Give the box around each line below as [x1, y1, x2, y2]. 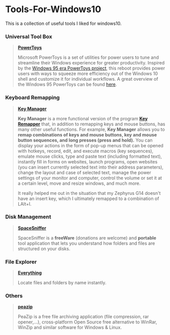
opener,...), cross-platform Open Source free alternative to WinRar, [17, 319, 157, 325]
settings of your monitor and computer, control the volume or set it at [17, 175, 162, 181]
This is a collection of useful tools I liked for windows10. [5, 20, 122, 26]
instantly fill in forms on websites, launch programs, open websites [17, 158, 158, 164]
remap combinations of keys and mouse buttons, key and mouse [17, 131, 157, 138]
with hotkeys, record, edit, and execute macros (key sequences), [17, 148, 154, 154]
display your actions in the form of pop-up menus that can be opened [17, 142, 164, 148]
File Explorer [5, 258, 37, 265]
